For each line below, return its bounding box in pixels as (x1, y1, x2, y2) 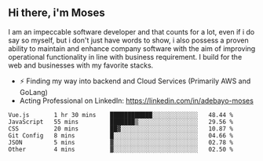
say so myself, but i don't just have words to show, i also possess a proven (8, 35, 249, 45)
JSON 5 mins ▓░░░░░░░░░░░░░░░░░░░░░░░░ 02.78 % (8, 138, 234, 146)
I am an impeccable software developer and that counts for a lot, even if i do (8, 27, 255, 36)
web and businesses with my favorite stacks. (8, 60, 154, 70)
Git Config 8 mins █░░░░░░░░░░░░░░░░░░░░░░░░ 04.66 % (8, 131, 234, 140)
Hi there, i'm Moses (8, 6, 105, 20)
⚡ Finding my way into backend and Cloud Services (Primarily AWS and (19, 76, 251, 86)
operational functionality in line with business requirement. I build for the (8, 52, 243, 61)
